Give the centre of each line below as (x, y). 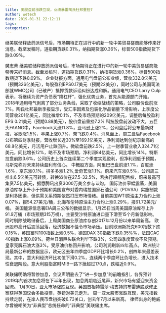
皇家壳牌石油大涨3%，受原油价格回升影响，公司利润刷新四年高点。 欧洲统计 (83, 245)
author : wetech (21, 14)
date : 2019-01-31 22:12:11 (33, 19)
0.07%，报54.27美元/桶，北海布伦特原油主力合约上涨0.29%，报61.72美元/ (81, 202)
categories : (17, 28)
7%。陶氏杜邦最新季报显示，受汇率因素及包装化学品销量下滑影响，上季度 (80, 109)
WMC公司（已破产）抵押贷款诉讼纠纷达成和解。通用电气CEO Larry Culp (87, 91)
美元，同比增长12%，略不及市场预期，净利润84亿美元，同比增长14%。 (77, 153)
